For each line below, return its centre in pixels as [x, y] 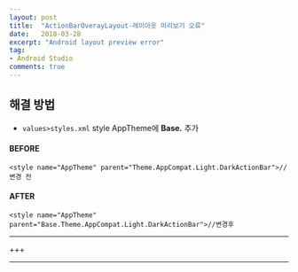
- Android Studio [41, 58]
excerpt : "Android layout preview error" [87, 42]
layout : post [33, 17]
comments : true [37, 67]
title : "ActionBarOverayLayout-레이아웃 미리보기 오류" [107, 26]
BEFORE [24, 149]
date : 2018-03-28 [45, 34]
